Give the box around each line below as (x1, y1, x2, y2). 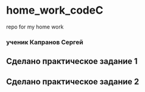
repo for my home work (6, 23, 64, 30)
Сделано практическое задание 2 (6, 77, 140, 87)
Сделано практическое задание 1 (6, 56, 138, 66)
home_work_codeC (6, 4, 103, 17)
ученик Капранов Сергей (6, 38, 84, 46)
